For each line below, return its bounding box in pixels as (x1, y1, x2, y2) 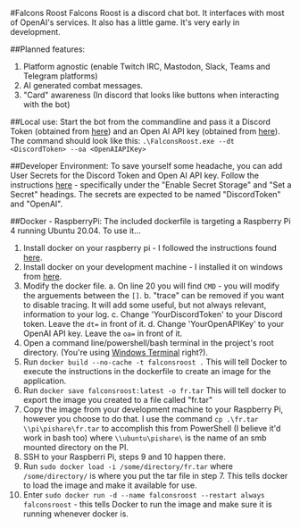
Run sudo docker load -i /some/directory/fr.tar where (22, 461, 234, 472)
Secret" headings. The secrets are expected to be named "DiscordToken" (10, 189, 281, 199)
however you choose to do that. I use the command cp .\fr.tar (22, 414, 259, 423)
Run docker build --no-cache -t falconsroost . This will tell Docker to (22, 356, 287, 367)
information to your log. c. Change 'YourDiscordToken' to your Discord (22, 309, 283, 320)
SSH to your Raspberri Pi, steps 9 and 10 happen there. (22, 451, 226, 462)
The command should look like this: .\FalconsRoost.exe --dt (10, 136, 235, 146)
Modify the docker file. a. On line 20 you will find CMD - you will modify (22, 281, 280, 291)
